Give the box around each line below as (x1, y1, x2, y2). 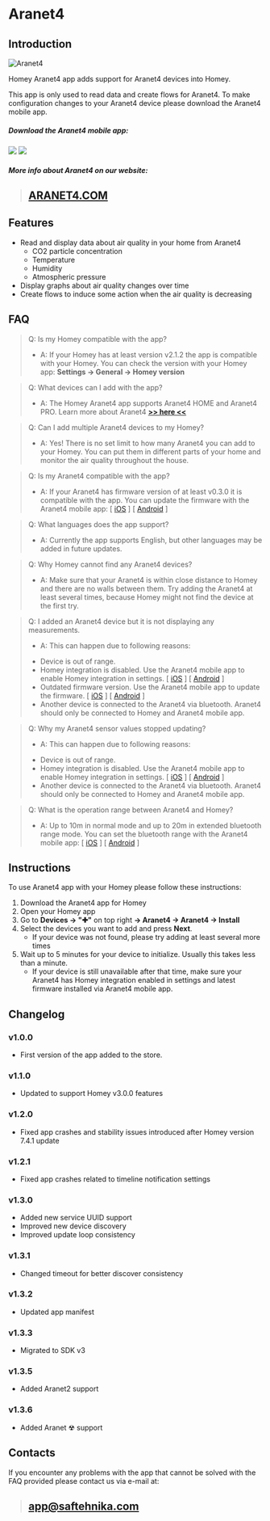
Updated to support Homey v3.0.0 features (19, 1089, 164, 1098)
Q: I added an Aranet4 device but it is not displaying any (27, 616, 215, 626)
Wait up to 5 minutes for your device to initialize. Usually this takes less (19, 950, 256, 959)
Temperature (31, 255, 75, 264)
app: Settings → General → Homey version (39, 367, 185, 377)
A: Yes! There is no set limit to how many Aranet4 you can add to (39, 438, 255, 448)
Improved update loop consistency (19, 1230, 135, 1240)
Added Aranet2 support (19, 1384, 99, 1394)
